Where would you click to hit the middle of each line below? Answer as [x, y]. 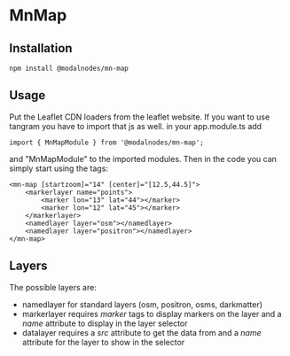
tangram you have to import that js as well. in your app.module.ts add [136, 126]
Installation [41, 48]
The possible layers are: [53, 287]
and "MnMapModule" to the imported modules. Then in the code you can [143, 159]
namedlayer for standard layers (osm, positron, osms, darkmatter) [142, 304]
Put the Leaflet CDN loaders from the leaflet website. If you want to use [140, 117]
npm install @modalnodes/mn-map [69, 68]
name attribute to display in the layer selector [105, 323]
